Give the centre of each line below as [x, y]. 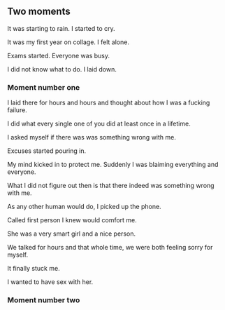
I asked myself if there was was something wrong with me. [92, 137]
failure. [17, 110]
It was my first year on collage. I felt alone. [68, 42]
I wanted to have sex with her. [50, 282]
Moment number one [44, 87]
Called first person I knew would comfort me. [72, 220]
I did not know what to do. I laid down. [62, 69]
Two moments [39, 12]
